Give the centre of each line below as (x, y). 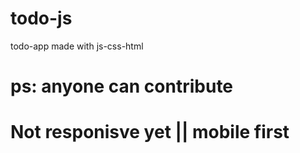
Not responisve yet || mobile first (150, 132)
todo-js (41, 18)
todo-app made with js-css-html (77, 46)
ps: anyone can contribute (122, 86)
